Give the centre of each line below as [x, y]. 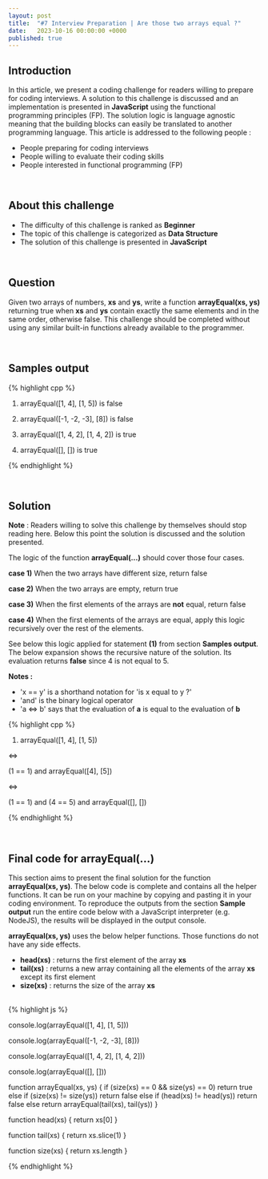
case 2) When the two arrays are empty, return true [93, 589]
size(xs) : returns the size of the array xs [87, 986]
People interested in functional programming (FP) [101, 165]
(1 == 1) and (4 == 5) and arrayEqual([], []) [78, 802]
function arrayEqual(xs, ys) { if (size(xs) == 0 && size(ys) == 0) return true [131, 1088]
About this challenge [61, 206]
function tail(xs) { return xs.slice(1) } [67, 1136]
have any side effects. [45, 945]
